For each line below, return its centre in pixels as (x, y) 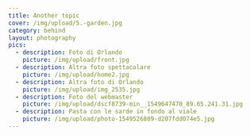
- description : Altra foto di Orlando (80, 82)
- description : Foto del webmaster (74, 97)
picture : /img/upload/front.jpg (76, 60)
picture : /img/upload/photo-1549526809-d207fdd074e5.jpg (119, 119)
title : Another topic (44, 15)
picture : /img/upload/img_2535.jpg (81, 89)
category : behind (37, 30)
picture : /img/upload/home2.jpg (76, 75)
